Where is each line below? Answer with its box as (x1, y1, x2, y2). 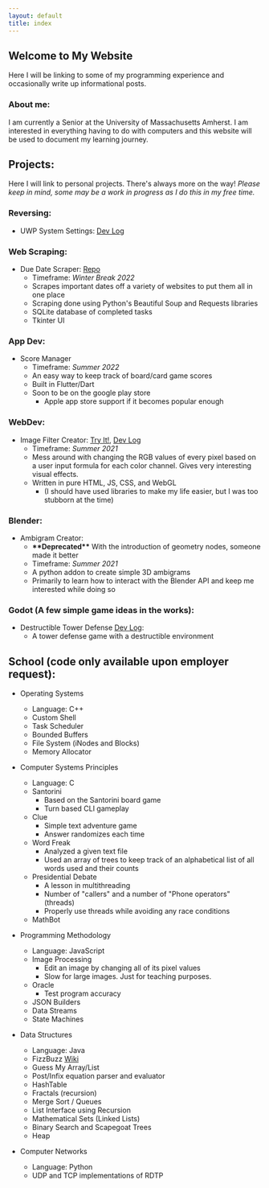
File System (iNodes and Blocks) (31, 738, 141, 748)
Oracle (31, 980, 55, 990)
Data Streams (31, 1006, 78, 1016)
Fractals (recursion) (31, 1088, 98, 1098)
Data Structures (19, 1030, 72, 1040)
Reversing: (8, 208, 52, 219)
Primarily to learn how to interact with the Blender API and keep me (31, 576, 255, 586)
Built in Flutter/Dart (31, 380, 95, 389)
